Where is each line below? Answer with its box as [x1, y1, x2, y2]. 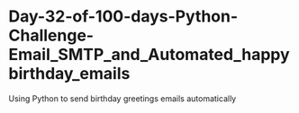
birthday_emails [8, 64, 131, 84]
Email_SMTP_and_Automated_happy [8, 45, 290, 65]
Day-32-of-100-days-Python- [8, 6, 239, 27]
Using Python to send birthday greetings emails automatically [8, 92, 237, 104]
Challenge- [8, 25, 95, 46]
